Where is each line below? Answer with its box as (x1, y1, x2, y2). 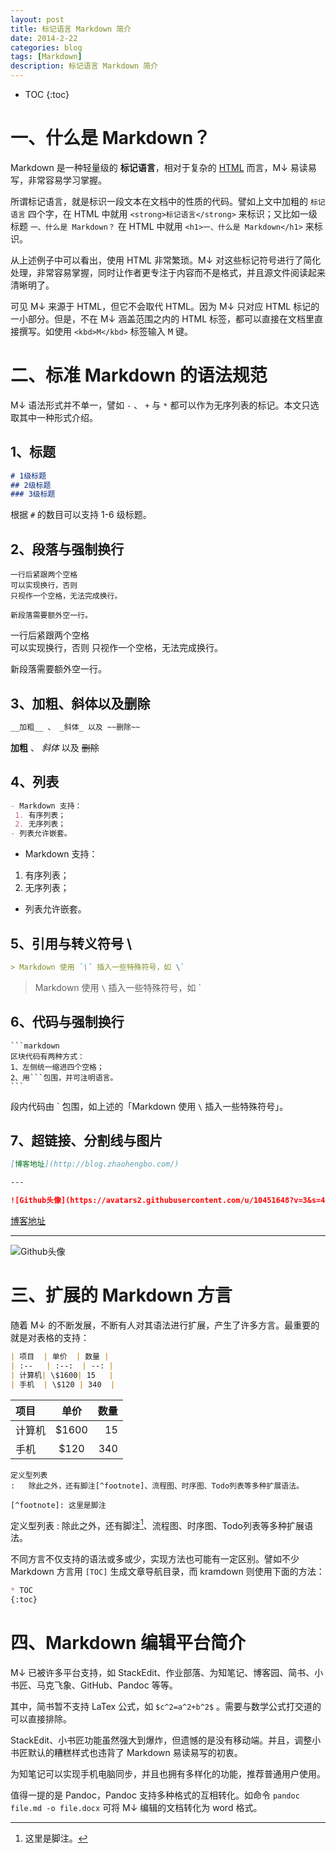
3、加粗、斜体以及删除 (10, 695, 151, 712)
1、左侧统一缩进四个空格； (10, 1062, 105, 1072)
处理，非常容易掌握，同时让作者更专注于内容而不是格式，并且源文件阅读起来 (10, 266, 326, 278)
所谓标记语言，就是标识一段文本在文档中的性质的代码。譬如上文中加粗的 (10, 195, 308, 207)
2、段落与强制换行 (10, 541, 125, 558)
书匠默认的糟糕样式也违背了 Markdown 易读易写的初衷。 (10, 1746, 243, 1758)
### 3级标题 (10, 489, 56, 500)
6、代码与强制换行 (10, 1014, 125, 1031)
